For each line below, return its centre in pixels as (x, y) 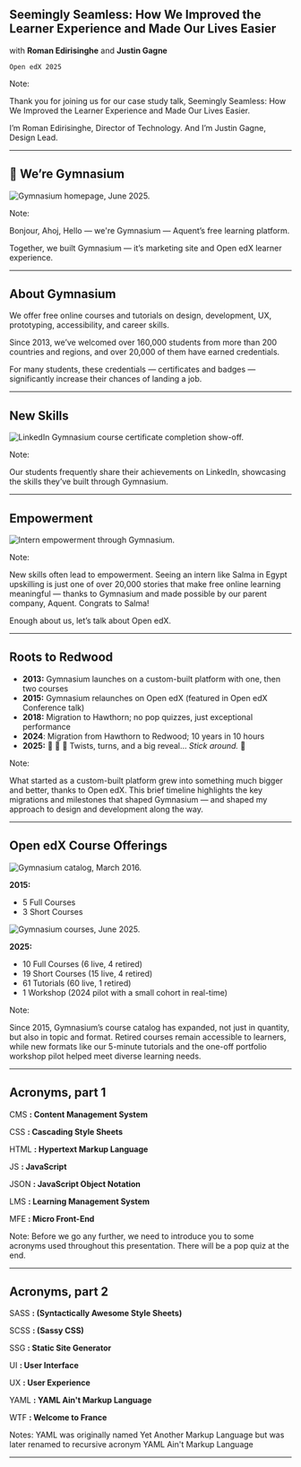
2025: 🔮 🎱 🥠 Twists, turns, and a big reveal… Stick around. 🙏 (134, 745)
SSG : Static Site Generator (60, 1348)
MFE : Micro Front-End (52, 1218)
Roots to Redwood (61, 658)
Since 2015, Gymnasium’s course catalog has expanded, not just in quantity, (150, 1027)
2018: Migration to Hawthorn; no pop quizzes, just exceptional (138, 716)
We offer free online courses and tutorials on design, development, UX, (140, 316)
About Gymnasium (63, 294)
